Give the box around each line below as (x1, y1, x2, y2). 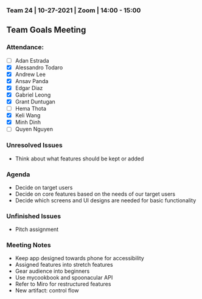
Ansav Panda (15, 77, 49, 84)
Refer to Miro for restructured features (15, 280, 111, 288)
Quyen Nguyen (15, 125, 54, 133)
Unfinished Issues (6, 211, 61, 220)
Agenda (6, 170, 30, 179)
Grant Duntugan (15, 98, 56, 105)
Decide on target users (15, 184, 73, 191)
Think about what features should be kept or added (15, 155, 144, 162)
